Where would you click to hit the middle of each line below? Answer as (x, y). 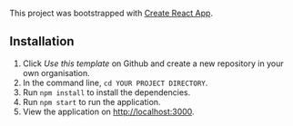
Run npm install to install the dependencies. (106, 92)
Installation (42, 41)
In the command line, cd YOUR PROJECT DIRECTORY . (115, 82)
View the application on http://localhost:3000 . (108, 111)
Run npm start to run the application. (91, 102)
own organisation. (56, 73)
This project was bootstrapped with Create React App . (111, 13)
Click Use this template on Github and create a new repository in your (153, 63)
